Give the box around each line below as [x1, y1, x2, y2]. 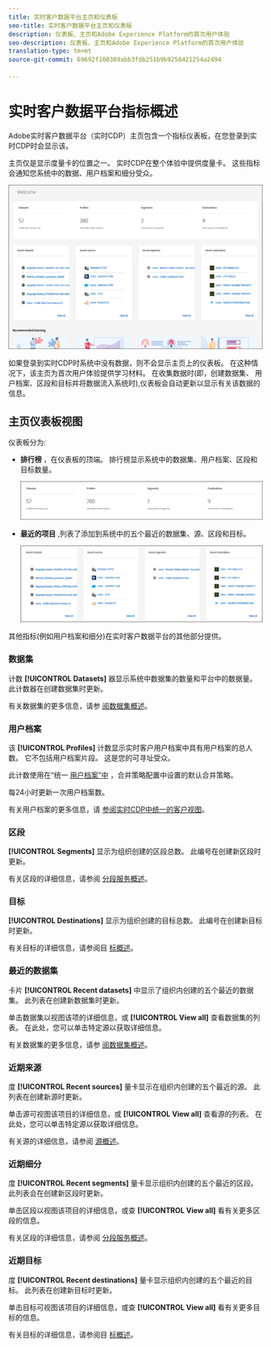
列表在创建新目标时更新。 [31, 1285, 117, 1294]
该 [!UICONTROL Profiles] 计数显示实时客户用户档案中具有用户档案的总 [8, 743, 246, 752]
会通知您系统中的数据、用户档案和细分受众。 [8, 168, 157, 178]
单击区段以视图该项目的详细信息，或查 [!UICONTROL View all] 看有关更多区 [8, 1206, 261, 1215]
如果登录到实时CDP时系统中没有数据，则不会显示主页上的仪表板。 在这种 [8, 358, 252, 368]
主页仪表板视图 [8, 415, 83, 428]
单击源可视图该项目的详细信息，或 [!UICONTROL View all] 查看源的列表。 [8, 1109, 254, 1119]
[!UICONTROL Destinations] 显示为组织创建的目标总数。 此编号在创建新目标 [8, 916, 263, 925]
